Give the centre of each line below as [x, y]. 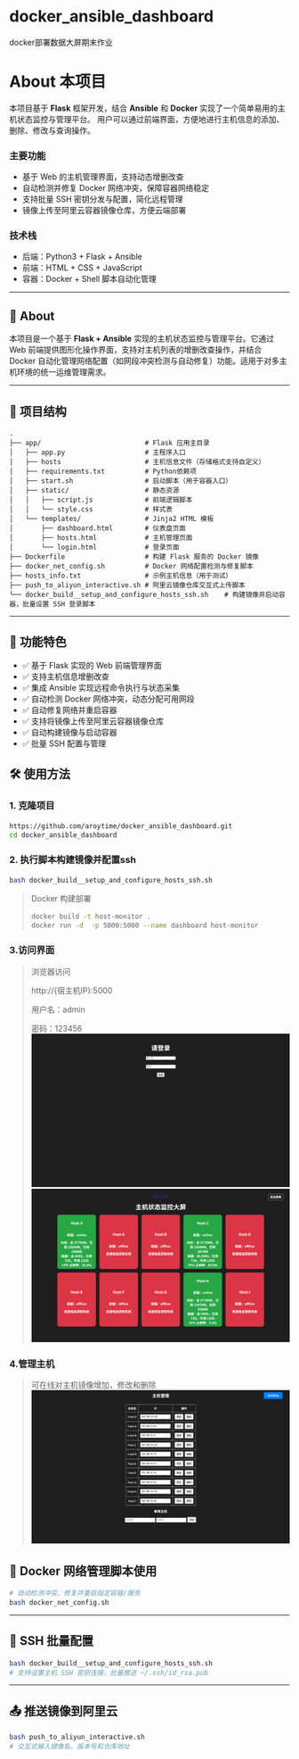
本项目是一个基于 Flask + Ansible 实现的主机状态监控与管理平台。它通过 [141, 339]
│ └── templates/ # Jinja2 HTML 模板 [112, 519]
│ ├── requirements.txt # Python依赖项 [103, 472]
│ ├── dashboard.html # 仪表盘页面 [98, 528]
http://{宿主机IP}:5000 [72, 990]
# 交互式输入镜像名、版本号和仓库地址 [70, 1747]
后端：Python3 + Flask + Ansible [82, 257]
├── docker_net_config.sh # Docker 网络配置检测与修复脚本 [131, 567]
